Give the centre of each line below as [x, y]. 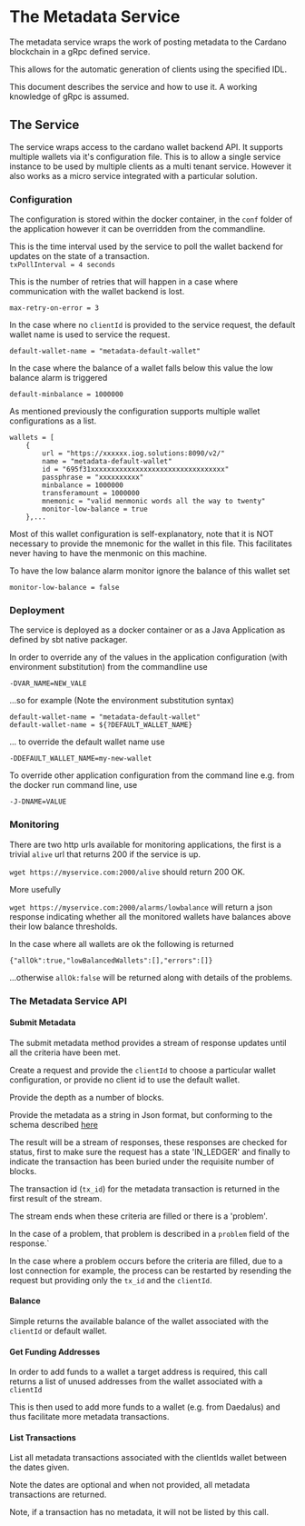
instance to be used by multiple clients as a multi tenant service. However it [151, 166]
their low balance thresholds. [64, 926]
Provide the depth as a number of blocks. [87, 1097]
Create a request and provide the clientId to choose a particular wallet [143, 1070]
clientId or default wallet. [58, 1331]
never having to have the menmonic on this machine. [108, 554]
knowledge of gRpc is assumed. [69, 96]
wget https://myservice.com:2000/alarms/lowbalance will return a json [141, 907]
